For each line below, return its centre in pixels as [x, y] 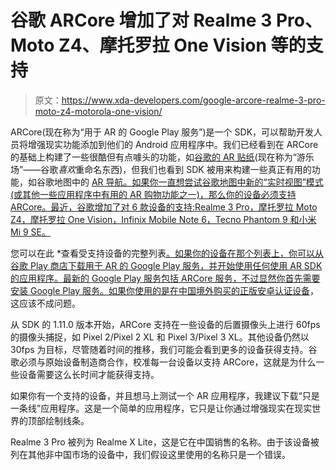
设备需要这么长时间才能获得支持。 [89, 374]
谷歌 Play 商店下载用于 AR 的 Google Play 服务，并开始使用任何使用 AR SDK [166, 265]
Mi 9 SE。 [30, 232]
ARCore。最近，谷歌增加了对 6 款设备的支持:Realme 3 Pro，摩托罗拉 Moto [164, 207]
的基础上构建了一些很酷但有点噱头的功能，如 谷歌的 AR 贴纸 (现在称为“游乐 [162, 157]
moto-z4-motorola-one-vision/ [98, 111]
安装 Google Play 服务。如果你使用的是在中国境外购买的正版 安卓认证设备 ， [165, 290]
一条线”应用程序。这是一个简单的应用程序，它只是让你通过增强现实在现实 [161, 408]
